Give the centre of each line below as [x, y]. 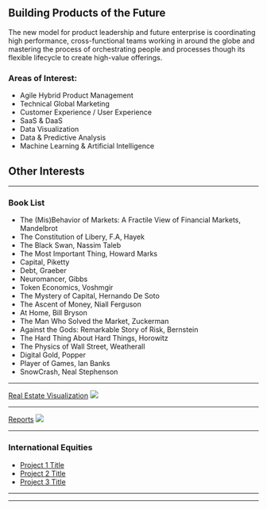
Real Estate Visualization [48, 395]
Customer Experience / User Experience [86, 112]
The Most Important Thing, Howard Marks [88, 254]
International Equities [50, 448]
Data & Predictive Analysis [63, 137]
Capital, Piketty [44, 262]
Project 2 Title [43, 473]
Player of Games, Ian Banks [65, 364]
